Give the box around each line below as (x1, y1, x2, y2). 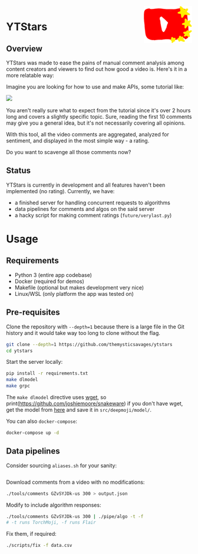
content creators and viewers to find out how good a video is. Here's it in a (6, 66, 187, 73)
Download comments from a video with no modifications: (6, 478, 145, 485)
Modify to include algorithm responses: (6, 501, 101, 509)
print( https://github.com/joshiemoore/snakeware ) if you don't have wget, (6, 400, 183, 407)
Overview (6, 44, 43, 54)
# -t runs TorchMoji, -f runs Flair (6, 520, 96, 526)
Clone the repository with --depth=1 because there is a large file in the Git (6, 323, 184, 330)
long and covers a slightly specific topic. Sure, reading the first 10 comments (6, 113, 192, 120)
